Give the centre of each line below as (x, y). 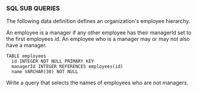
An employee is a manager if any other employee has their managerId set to (99, 33)
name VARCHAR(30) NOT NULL (45, 72)
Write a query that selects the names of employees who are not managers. (97, 83)
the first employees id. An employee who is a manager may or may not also (98, 39)
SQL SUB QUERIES (33, 8)
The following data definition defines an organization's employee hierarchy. (98, 21)
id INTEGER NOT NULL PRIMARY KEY (53, 61)
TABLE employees (26, 56)
